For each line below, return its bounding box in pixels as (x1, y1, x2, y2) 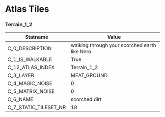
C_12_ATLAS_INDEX (7, 64, 55, 71)
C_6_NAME (7, 96, 33, 103)
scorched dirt (70, 96, 102, 103)
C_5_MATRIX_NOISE (7, 88, 55, 95)
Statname (25, 33, 49, 40)
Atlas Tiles (5, 3, 49, 15)
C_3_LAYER (7, 72, 34, 79)
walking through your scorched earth (70, 42, 156, 49)
